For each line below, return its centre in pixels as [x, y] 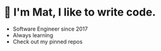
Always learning [33, 35]
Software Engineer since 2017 [50, 29]
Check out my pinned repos [48, 41]
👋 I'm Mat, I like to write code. [80, 12]
